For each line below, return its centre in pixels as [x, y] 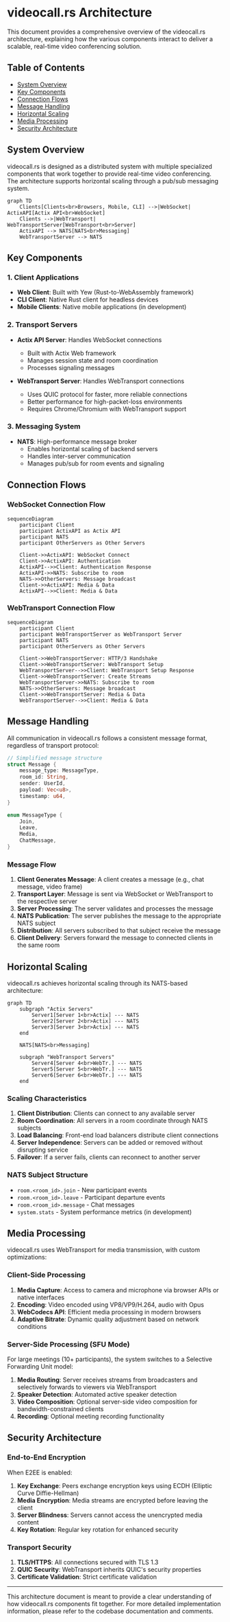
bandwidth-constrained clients [60, 1409]
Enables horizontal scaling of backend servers [92, 448]
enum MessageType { [35, 815]
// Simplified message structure [55, 758]
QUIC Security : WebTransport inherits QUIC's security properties [109, 1569]
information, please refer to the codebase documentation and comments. [110, 1611]
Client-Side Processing [46, 1275]
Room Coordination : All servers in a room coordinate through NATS [112, 1121]
